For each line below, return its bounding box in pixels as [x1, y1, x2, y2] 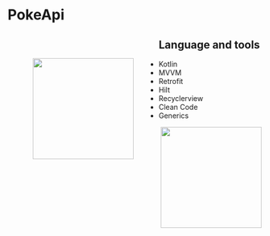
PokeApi [7, 6, 65, 24]
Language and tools [159, 38, 260, 52]
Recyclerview [159, 94, 203, 103]
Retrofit [159, 77, 184, 86]
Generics [159, 111, 189, 120]
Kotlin [159, 59, 178, 69]
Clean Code [159, 103, 198, 112]
